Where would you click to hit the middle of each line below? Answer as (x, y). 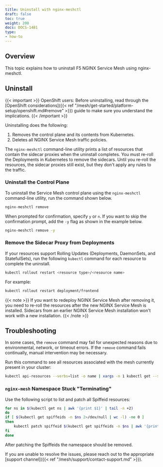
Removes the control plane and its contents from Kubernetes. (73, 135)
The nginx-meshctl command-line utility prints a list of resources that (74, 149)
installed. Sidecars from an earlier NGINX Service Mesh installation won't (78, 310)
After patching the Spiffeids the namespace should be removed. (69, 445)
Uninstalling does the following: (36, 125)
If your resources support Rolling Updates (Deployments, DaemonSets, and (80, 253)
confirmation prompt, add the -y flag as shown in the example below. (74, 221)
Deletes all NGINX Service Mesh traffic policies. (60, 139)
